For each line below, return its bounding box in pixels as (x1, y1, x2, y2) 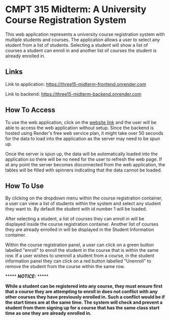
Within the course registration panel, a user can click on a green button (5, 242, 154, 248)
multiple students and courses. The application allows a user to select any (5, 37, 160, 43)
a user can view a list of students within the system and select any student (5, 200, 161, 207)
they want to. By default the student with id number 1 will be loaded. (5, 206, 147, 212)
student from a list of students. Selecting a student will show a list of (5, 42, 148, 48)
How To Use (5, 182, 44, 190)
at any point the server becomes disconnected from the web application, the (5, 161, 165, 167)
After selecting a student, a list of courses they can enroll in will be (5, 216, 145, 222)
